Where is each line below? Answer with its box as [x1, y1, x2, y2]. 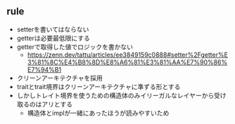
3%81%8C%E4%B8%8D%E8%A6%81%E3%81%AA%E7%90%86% [27, 57, 228, 66]
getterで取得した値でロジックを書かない [16, 42, 133, 51]
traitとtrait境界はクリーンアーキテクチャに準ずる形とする [16, 82, 181, 90]
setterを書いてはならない [16, 25, 89, 34]
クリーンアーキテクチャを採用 [16, 74, 103, 82]
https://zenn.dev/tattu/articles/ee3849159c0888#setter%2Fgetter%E [27, 50, 228, 59]
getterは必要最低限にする [16, 34, 91, 42]
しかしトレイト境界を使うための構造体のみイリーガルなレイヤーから [16, 91, 215, 99]
